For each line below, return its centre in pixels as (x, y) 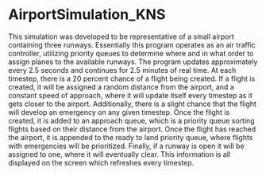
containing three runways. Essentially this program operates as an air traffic (132, 44)
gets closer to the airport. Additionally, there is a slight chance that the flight (132, 104)
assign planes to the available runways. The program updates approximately (133, 62)
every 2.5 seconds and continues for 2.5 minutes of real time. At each (122, 70)
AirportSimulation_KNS (87, 15)
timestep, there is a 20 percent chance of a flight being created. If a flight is (132, 78)
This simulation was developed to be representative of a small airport (121, 36)
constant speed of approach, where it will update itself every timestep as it (130, 95)
